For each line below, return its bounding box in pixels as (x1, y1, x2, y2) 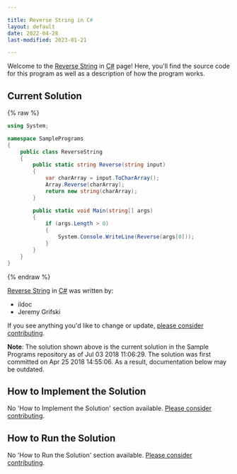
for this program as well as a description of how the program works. (7, 69, 205, 78)
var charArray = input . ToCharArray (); (45, 175, 160, 182)
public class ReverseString (20, 148, 103, 156)
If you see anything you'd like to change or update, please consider (7, 321, 204, 330)
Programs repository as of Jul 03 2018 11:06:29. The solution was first (7, 349, 211, 358)
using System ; (7, 122, 50, 129)
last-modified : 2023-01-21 (7, 36, 87, 43)
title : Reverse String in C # (7, 16, 93, 23)
